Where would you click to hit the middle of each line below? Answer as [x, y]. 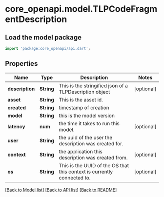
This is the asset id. [81, 99]
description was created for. [91, 143]
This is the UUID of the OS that [94, 165]
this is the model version [87, 116]
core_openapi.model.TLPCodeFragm [81, 9]
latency [16, 126]
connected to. [75, 177]
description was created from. [93, 158]
